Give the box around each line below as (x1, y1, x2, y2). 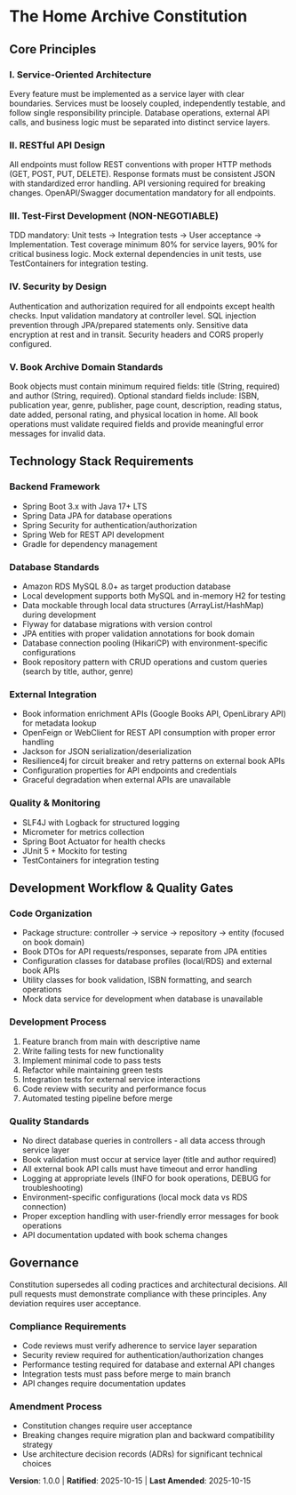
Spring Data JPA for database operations (21, 510, 172, 521)
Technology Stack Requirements (9, 454, 194, 469)
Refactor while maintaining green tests (21, 1065, 164, 1075)
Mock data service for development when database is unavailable (21, 993, 264, 1004)
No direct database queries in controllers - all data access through (21, 1135, 266, 1145)
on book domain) (21, 936, 85, 948)
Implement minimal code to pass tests (21, 1055, 162, 1065)
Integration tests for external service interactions (21, 1073, 202, 1084)
